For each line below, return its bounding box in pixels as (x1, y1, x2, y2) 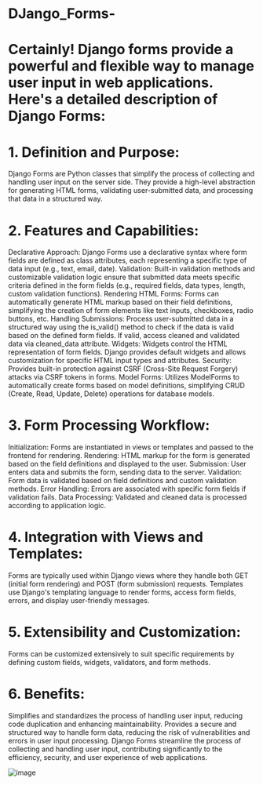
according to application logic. (8, 501, 106, 511)
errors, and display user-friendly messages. (8, 596, 150, 605)
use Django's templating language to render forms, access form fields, (8, 587, 237, 597)
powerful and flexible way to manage (8, 57, 255, 75)
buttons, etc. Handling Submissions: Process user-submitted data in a (8, 314, 234, 324)
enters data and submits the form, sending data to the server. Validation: (8, 467, 242, 477)
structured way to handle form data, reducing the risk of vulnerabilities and (8, 728, 250, 737)
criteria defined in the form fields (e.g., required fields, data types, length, (8, 281, 246, 290)
